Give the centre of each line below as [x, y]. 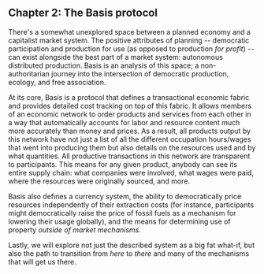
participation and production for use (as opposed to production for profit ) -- [131, 48]
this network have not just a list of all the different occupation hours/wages [130, 139]
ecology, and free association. [57, 82]
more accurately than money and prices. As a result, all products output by [129, 131]
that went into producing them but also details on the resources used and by [132, 147]
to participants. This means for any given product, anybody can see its [123, 164]
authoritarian [29, 73]
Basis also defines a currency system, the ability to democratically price [125, 196]
